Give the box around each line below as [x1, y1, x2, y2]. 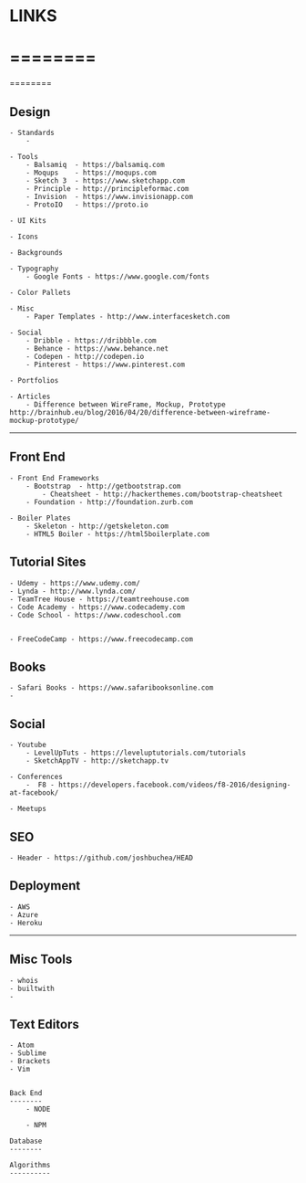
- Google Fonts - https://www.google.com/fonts [25, 271, 209, 281]
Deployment [9, 878, 81, 893]
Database [9, 1136, 43, 1146]
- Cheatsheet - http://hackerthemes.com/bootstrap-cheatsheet [42, 490, 283, 499]
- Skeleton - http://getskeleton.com [25, 522, 169, 531]
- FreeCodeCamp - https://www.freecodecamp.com [9, 634, 194, 644]
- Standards [9, 128, 55, 137]
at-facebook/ [9, 788, 59, 797]
